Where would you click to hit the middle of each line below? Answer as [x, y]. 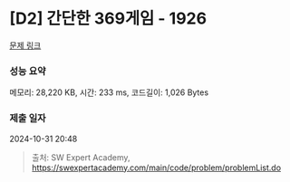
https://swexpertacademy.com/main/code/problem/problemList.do [156, 168]
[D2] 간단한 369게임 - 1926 [108, 19]
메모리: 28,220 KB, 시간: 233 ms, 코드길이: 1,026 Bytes [109, 92]
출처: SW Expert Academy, [81, 157]
